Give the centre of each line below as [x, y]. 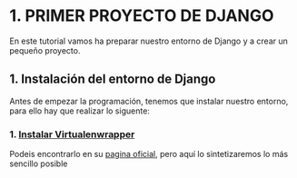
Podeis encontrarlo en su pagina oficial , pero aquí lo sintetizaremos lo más [149, 154]
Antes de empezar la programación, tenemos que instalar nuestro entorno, [149, 101]
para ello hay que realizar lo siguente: [79, 111]
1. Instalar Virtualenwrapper [72, 134]
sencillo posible [39, 163]
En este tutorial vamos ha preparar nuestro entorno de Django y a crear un [148, 41]
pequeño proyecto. [45, 50]
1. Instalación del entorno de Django [113, 79]
